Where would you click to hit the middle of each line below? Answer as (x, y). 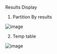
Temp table (24, 36)
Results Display (21, 7)
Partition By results (32, 17)
